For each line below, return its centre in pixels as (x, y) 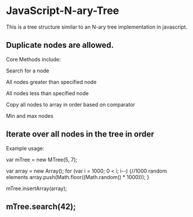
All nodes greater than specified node (51, 82)
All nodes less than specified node (48, 93)
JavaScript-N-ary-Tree (63, 11)
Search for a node (28, 71)
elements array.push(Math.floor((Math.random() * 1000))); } (78, 177)
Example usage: (25, 148)
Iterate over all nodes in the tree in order (80, 134)
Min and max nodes (30, 116)
